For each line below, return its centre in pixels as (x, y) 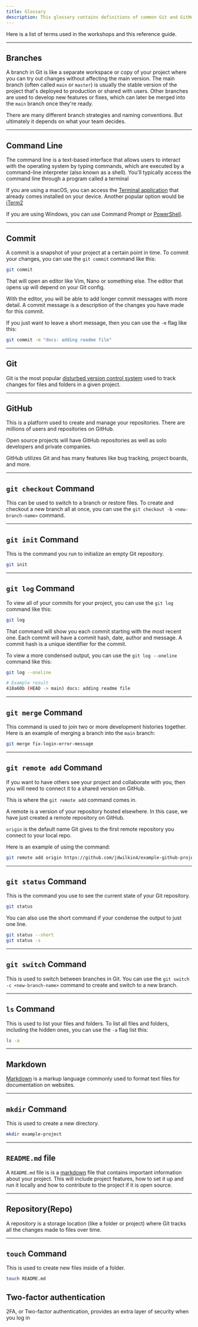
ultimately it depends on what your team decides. (66, 121)
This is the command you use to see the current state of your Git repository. (98, 896)
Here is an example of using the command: (58, 847)
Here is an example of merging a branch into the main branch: (81, 733)
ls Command (30, 1009)
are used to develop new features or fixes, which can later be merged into (96, 98)
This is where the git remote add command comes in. (72, 800)
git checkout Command (50, 488)
